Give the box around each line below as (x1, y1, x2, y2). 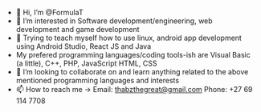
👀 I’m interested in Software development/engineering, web (15, 16, 213, 26)
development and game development (15, 25, 140, 34)
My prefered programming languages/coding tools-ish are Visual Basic (15, 50, 251, 59)
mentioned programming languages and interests (15, 76, 179, 85)
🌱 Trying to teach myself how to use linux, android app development (15, 33, 243, 42)
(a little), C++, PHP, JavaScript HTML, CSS (15, 58, 157, 68)
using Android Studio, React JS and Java (15, 42, 151, 51)
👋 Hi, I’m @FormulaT (15, 8, 84, 17)
